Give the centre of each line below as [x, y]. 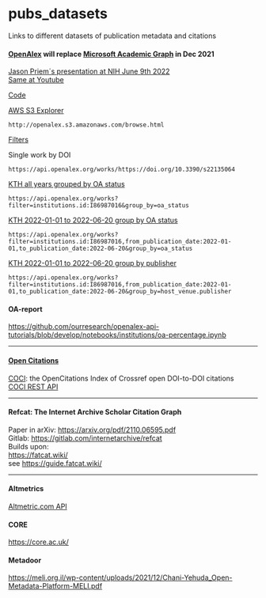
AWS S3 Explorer [36, 111]
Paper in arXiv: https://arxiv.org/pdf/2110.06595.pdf [92, 430]
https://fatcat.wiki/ [38, 455]
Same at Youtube [36, 80]
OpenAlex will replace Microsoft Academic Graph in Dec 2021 [112, 54]
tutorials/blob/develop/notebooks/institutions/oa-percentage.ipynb [118, 335]
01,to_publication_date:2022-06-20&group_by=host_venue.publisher [120, 292]
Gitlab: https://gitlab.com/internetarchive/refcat [85, 438]
